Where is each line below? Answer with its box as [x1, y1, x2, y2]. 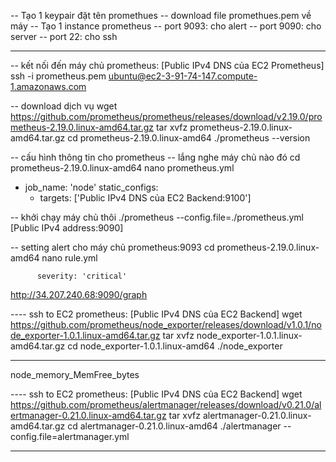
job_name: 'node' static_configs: [24, 181, 159, 193]
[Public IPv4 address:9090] [10, 222, 124, 234]
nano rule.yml [41, 252, 98, 264]
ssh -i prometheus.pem [10, 70, 107, 82]
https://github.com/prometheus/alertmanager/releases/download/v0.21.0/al [10, 399, 322, 410]
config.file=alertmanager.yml [10, 431, 130, 442]
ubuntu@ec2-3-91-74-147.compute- [108, 70, 258, 82]
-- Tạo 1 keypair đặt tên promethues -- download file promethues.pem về [10, 10, 312, 21]
